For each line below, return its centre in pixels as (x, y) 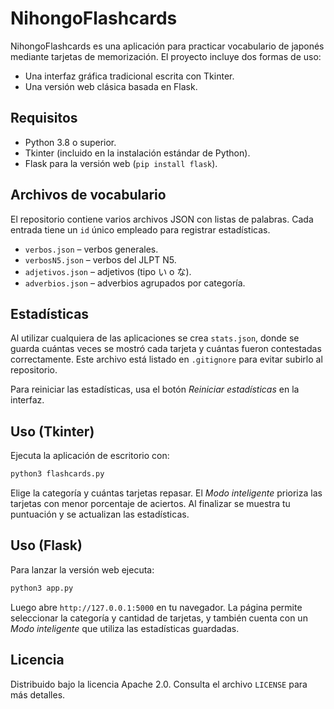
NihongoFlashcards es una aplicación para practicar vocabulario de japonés (167, 46)
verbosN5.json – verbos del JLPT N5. (100, 259)
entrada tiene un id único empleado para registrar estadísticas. (140, 229)
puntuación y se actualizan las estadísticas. (100, 514)
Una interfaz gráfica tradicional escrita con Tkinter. (129, 76)
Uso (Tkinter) (52, 431)
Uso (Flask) (46, 545)
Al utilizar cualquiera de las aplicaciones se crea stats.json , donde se (155, 338)
